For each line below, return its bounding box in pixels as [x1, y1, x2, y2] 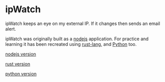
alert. [5, 25, 16, 32]
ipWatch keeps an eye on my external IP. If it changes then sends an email [5, 20, 160, 26]
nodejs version [5, 51, 37, 57]
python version [5, 70, 37, 77]
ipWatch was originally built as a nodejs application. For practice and [5, 36, 149, 42]
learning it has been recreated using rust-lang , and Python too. [5, 41, 137, 47]
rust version [5, 61, 30, 67]
